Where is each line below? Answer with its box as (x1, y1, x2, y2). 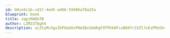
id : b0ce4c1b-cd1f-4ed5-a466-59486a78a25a (5, 7, 96, 12)
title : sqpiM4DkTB (5, 16, 44, 21)
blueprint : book (5, 12, 39, 17)
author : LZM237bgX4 (5, 21, 47, 26)
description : (5, 26, 33, 31)
